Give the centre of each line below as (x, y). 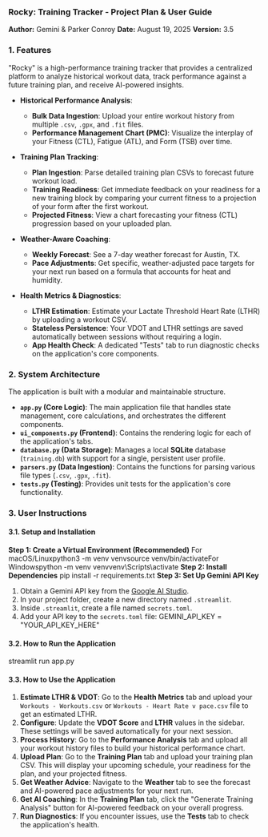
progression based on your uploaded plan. (102, 223)
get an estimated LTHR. (58, 714)
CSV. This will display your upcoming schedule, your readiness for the (135, 765)
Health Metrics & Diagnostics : (70, 296)
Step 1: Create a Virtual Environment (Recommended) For (105, 550)
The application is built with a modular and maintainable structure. (117, 392)
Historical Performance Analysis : (76, 100)
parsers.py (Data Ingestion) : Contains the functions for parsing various (138, 466)
